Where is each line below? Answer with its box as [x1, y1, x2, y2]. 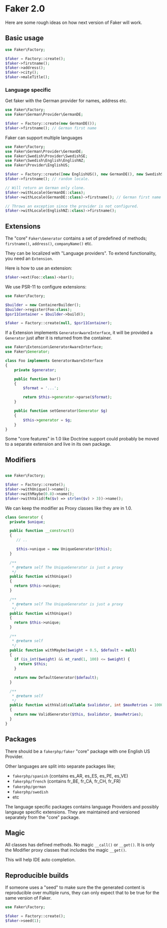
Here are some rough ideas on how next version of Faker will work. [5, 19, 143, 25]
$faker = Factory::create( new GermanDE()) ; [5, 121, 97, 126]
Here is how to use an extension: [5, 265, 72, 271]
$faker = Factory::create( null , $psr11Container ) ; [5, 321, 112, 326]
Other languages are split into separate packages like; [5, 763, 116, 769]
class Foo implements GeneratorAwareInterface [5, 358, 103, 364]
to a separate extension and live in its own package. [5, 441, 111, 447]
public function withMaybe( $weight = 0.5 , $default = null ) [9, 648, 137, 653]
